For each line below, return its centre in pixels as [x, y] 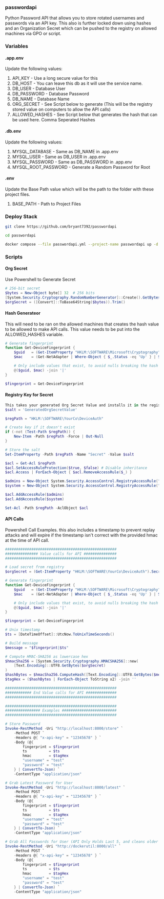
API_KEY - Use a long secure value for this [55, 78]
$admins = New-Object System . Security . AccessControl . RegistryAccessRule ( [82, 481]
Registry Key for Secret [29, 395]
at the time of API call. [27, 540]
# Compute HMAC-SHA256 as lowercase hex [47, 657]
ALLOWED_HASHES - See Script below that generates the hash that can [85, 115]
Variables [17, 46]
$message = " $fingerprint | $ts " [37, 647]
